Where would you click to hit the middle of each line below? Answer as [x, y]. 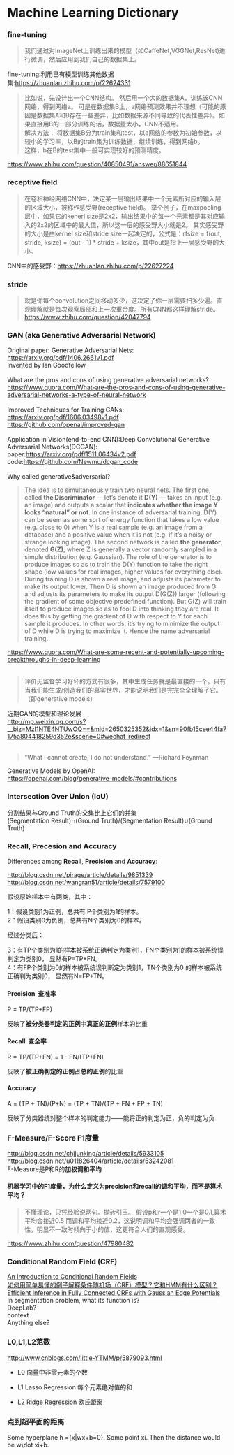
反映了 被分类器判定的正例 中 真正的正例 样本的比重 [77, 1024]
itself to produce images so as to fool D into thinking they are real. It [122, 609]
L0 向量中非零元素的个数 [53, 1372]
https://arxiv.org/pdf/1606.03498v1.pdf [63, 417]
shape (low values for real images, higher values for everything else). [123, 572]
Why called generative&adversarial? [59, 477]
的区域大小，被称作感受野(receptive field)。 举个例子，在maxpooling [123, 207]
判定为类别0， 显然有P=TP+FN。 [54, 958]
